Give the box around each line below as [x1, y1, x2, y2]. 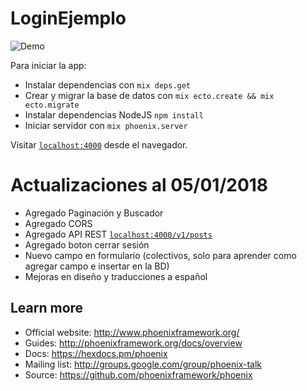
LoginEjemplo [10, 7, 127, 30]
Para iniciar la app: [10, 59, 87, 71]
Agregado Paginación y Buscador [24, 207, 164, 219]
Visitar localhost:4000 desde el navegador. [10, 138, 188, 151]
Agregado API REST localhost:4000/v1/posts [24, 228, 213, 240]
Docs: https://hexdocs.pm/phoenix [24, 347, 168, 359]
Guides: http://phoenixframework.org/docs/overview [24, 337, 243, 349]
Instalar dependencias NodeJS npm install [24, 108, 204, 121]
